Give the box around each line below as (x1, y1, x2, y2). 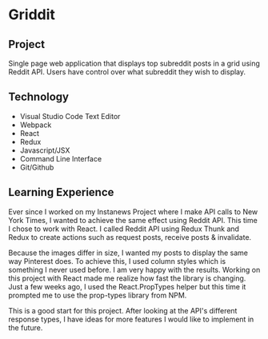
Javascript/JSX (19, 146, 70, 155)
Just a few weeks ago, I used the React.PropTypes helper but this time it (8, 281, 246, 291)
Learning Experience (8, 185, 114, 199)
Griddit (8, 6, 56, 24)
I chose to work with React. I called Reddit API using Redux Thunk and (8, 224, 240, 233)
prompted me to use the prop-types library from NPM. (8, 290, 187, 300)
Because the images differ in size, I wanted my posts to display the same (8, 248, 248, 257)
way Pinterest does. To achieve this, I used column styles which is (8, 256, 226, 265)
